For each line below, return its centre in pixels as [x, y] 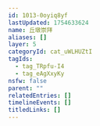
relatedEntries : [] [40, 95]
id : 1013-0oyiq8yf [38, 15]
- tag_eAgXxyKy [40, 74]
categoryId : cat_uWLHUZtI [50, 52]
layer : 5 [22, 45]
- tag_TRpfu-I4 [40, 67]
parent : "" [26, 88]
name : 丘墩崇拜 [30, 30]
